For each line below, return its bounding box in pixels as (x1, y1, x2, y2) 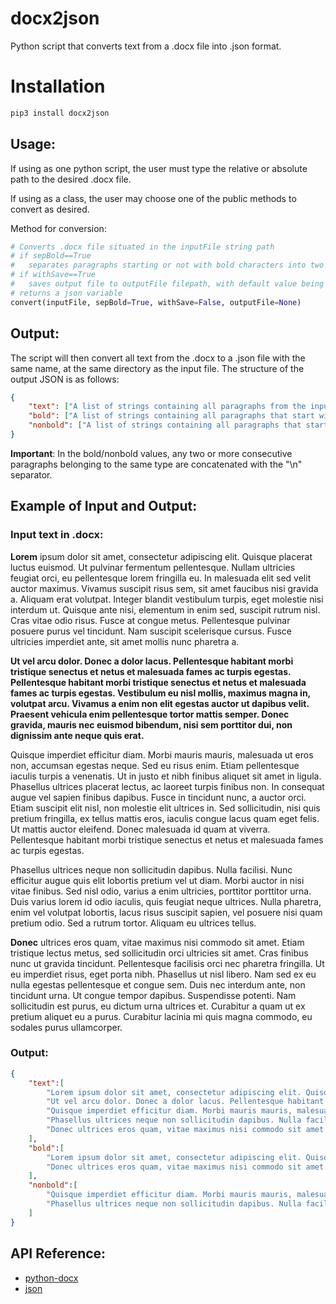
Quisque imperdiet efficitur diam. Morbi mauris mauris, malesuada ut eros (10, 748, 314, 761)
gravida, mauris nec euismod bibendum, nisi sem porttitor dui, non (10, 718, 293, 731)
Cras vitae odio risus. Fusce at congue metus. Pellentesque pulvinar (10, 614, 291, 626)
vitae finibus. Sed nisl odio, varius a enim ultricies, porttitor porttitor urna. (10, 885, 312, 897)
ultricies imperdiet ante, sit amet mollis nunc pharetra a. (10, 635, 240, 647)
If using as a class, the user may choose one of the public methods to (10, 192, 297, 204)
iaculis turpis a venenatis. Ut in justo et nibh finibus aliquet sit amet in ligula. (10, 770, 322, 782)
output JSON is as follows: (10, 373, 120, 385)
